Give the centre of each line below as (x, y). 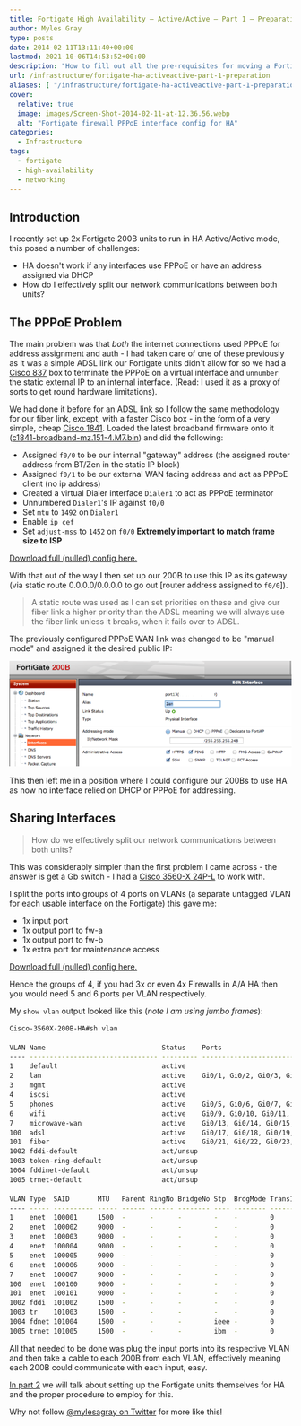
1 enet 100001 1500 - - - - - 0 (142, 1218)
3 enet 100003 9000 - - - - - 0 (142, 1237)
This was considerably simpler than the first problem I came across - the (143, 866)
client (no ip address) (61, 483)
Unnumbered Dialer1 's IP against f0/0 (93, 503)
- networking (42, 179)
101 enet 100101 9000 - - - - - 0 (142, 1293)
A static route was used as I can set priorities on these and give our (155, 603)
